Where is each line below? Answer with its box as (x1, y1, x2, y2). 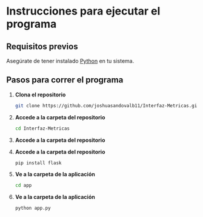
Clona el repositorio (15, 91, 66, 98)
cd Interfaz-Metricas (15, 125, 70, 132)
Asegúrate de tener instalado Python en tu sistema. (6, 58, 135, 64)
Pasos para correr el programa (6, 75, 124, 85)
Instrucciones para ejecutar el (6, 4, 161, 18)
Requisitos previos (6, 41, 78, 52)
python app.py (15, 205, 51, 212)
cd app (15, 182, 32, 189)
